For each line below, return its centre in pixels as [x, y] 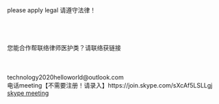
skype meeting [28, 93]
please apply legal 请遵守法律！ [52, 10]
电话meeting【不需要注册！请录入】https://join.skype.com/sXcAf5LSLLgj [110, 85]
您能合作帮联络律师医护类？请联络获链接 [64, 48]
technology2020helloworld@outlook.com [66, 77]
